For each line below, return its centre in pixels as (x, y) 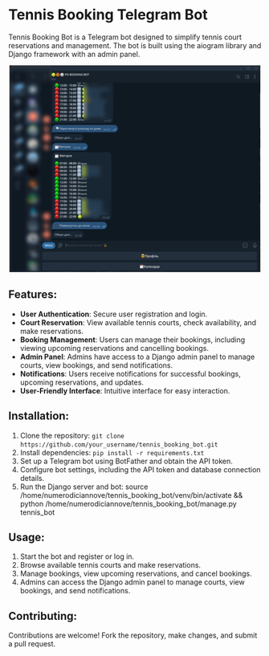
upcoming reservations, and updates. (82, 382)
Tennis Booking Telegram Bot (108, 15)
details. (32, 478)
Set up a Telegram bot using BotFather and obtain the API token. (126, 461)
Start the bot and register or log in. (77, 556)
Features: (33, 295)
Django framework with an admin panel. (74, 54)
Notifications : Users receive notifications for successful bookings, (130, 373)
